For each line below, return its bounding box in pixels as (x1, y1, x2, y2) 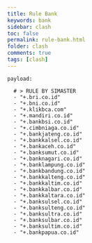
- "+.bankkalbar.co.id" (13, 185, 82, 193)
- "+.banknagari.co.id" (13, 155, 82, 162)
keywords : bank (7, 17, 52, 24)
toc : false (7, 29, 39, 37)
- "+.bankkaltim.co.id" (13, 180, 82, 187)
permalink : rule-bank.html (7, 37, 86, 44)
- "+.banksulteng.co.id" (13, 204, 86, 211)
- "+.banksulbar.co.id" (13, 216, 82, 223)
